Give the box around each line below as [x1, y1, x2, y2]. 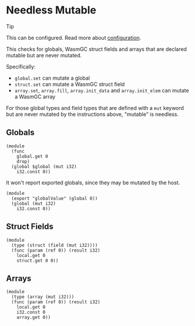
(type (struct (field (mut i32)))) [11, 242, 98, 248]
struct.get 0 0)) [16, 258, 59, 263]
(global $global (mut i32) [11, 163, 77, 170]
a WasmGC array [14, 93, 55, 100]
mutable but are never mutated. [6, 52, 82, 59]
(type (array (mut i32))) [11, 294, 75, 300]
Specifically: [6, 63, 36, 70]
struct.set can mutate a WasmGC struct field [14, 80, 125, 88]
